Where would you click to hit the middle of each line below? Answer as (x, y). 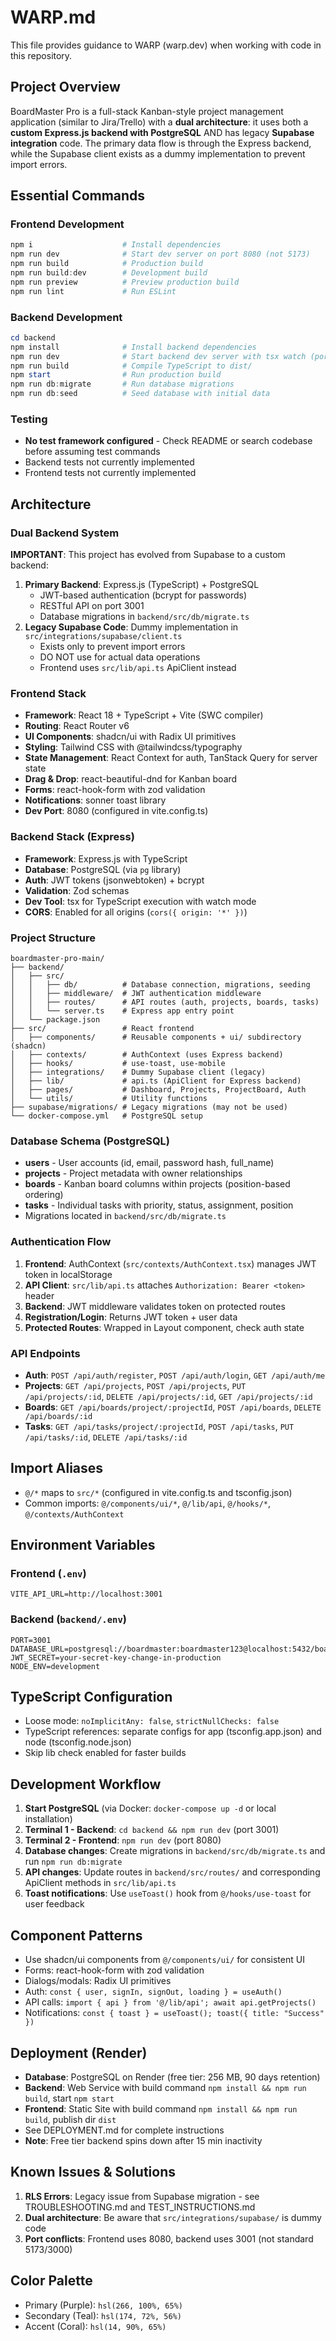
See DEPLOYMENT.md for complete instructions (124, 2130)
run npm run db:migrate (73, 1862)
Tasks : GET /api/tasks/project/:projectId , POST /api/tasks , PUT (159, 1426)
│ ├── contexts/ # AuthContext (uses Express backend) (147, 1054)
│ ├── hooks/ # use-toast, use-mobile (118, 1063)
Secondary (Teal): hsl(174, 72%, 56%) (103, 2315)
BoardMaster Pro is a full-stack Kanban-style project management (147, 111)
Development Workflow (86, 1784)
